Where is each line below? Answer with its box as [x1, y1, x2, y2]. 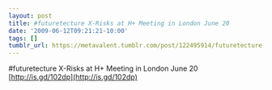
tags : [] [8, 34, 38, 43]
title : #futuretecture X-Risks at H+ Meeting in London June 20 [8, 19, 230, 27]
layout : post [8, 11, 53, 20]
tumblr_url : [8, 42, 49, 50]
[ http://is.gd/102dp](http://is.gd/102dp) [8, 72, 138, 82]
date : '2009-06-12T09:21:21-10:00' [8, 27, 129, 35]
